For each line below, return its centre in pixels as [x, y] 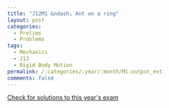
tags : [15, 46]
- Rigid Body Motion [43, 65]
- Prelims [27, 33]
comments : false [30, 78]
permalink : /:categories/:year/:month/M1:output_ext [85, 71]
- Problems [29, 39]
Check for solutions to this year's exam [63, 98]
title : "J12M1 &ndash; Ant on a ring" [63, 13]
